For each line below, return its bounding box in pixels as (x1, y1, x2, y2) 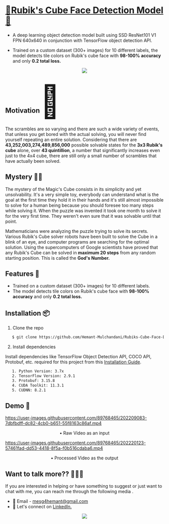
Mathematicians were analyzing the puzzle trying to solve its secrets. (5, 228, 148, 234)
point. (5, 218, 18, 224)
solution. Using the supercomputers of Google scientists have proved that (5, 244, 158, 250)
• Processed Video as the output (50, 455, 119, 461)
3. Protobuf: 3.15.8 (12, 378, 55, 383)
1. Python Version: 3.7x (12, 369, 64, 374)
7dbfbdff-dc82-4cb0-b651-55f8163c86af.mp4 (5, 420, 102, 426)
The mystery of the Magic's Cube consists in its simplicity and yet (5, 186, 142, 192)
